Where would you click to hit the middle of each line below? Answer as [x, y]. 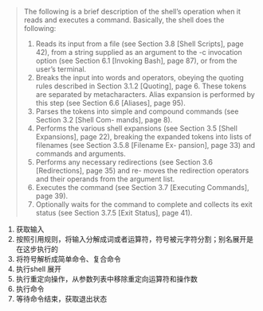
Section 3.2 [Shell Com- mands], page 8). [104, 120]
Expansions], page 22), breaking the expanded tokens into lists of [143, 137]
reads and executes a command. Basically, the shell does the [124, 20]
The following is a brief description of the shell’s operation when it [132, 12]
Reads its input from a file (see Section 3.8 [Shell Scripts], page [140, 44]
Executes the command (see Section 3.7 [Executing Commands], [142, 187]
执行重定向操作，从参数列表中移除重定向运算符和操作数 [106, 279]
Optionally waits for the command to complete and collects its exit [144, 204]
